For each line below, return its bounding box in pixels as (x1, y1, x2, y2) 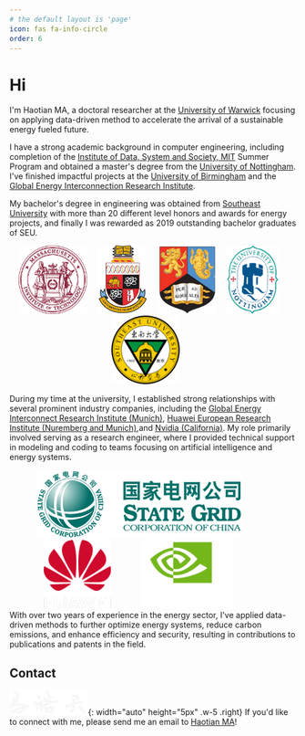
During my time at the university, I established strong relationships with (9, 394, 276, 405)
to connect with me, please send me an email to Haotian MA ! (9, 717, 238, 728)
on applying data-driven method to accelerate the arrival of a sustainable (9, 114, 284, 125)
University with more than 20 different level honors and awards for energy (9, 208, 288, 219)
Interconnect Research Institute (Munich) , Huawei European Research (9, 413, 271, 424)
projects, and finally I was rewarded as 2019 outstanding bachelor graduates (9, 217, 297, 228)
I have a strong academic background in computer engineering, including (9, 142, 285, 152)
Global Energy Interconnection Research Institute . (9, 181, 196, 192)
